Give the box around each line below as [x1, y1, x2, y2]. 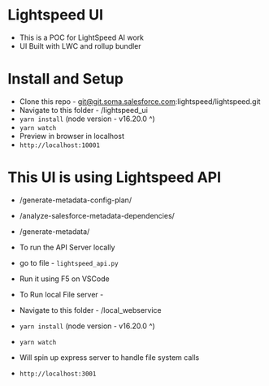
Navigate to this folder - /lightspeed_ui [19, 105, 148, 115]
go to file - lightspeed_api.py [19, 258, 119, 267]
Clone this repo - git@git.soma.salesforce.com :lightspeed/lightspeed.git [19, 96, 261, 106]
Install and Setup [7, 70, 124, 89]
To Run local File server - [19, 289, 104, 299]
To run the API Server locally [19, 242, 115, 252]
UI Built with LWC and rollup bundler [19, 41, 141, 50]
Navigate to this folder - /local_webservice [19, 305, 162, 314]
